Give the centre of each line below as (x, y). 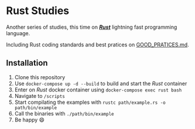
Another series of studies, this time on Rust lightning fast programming (92, 27)
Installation (27, 63)
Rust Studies (38, 11)
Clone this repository (40, 77)
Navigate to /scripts (40, 96)
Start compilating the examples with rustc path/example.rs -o (90, 102)
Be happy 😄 (30, 120)
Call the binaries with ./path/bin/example (64, 113)
